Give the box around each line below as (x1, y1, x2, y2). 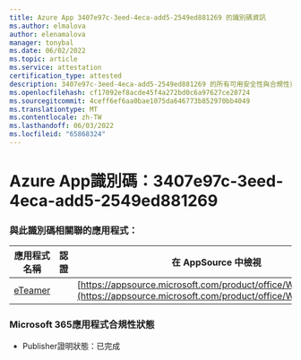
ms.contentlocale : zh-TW (9, 113, 102, 122)
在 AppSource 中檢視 (171, 256, 262, 269)
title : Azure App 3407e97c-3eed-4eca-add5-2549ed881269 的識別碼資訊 (9, 13, 266, 22)
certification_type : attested (9, 72, 123, 81)
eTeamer (13, 284, 51, 296)
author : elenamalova (9, 30, 87, 39)
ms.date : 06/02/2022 (9, 47, 87, 56)
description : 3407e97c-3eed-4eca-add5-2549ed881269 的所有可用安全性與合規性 (9, 80, 290, 89)
